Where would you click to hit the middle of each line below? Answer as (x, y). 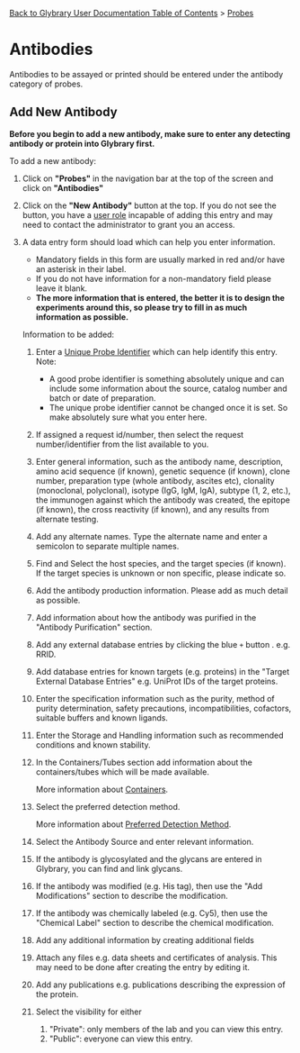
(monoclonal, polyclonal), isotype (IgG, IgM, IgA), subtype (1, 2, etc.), (163, 490)
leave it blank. (62, 288)
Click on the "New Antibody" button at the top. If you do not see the (149, 205)
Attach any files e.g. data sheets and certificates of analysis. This (156, 958)
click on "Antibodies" (63, 187)
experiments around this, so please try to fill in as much (141, 307)
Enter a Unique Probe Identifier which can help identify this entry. (157, 351)
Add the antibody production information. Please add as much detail (162, 590)
